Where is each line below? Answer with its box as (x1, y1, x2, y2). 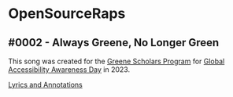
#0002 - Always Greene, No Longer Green (8, 36, 220, 49)
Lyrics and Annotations (8, 80, 83, 89)
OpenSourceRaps (8, 5, 126, 23)
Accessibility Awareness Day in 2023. (8, 65, 131, 74)
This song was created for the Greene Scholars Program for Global (8, 56, 225, 66)
